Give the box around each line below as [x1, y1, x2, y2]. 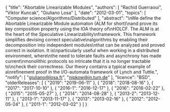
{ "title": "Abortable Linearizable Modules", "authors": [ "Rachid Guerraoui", [5, 5, 162, 10]
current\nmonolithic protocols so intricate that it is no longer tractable [5, 58, 151, 64]
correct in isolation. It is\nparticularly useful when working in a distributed [5, 48, 159, 53]
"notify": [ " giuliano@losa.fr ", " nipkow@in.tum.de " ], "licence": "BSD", [5, 74, 151, 80]
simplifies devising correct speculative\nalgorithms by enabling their [5, 36, 148, 43]
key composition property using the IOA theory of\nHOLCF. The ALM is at [5, 26, 159, 32]
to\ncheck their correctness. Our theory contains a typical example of [5, 63, 151, 69]
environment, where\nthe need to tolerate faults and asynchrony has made [5, 53, 161, 59]
